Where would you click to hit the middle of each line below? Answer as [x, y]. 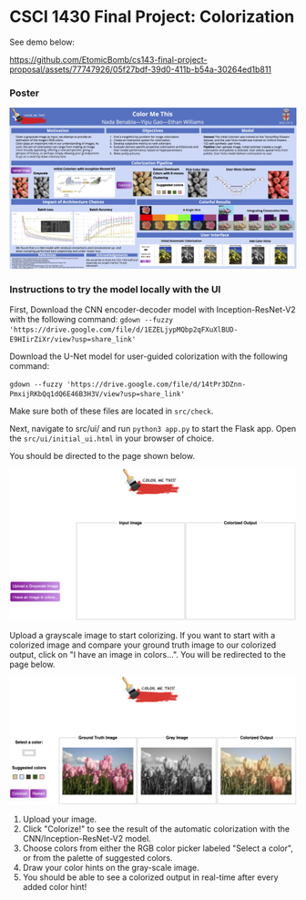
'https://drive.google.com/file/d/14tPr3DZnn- [157, 384]
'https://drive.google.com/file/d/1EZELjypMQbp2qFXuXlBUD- [124, 330]
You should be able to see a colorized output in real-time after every [151, 877]
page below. [32, 665]
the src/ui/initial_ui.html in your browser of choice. [112, 438]
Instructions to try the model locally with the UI [115, 290]
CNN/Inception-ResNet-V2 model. [87, 839]
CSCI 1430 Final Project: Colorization [152, 17]
